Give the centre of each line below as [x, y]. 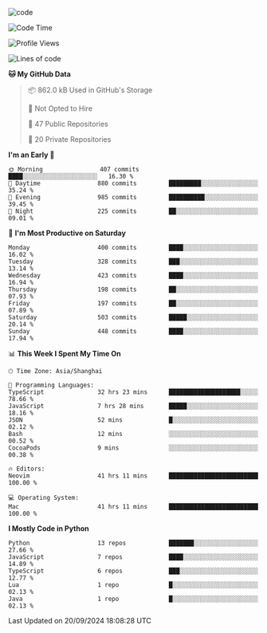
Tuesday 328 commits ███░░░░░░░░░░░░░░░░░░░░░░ [133, 261]
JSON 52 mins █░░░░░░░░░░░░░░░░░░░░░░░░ [133, 420]
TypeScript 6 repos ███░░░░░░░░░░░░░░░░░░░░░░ [133, 571]
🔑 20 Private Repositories [69, 139]
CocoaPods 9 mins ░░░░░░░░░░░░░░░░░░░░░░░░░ [133, 448]
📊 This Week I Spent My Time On [65, 354]
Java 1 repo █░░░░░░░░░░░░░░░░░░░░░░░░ [133, 599]
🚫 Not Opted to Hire [60, 108]
